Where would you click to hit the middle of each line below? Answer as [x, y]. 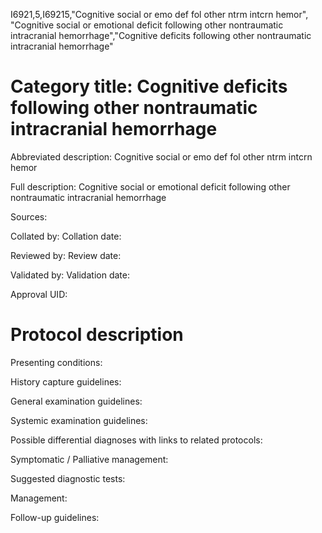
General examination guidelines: [76, 401]
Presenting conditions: [56, 362]
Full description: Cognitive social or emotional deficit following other [150, 186]
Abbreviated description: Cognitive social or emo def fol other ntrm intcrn [161, 156]
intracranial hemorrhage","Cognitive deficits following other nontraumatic [161, 35]
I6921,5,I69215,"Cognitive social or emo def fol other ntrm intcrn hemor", [159, 14]
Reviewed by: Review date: [66, 255]
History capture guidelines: [66, 381]
